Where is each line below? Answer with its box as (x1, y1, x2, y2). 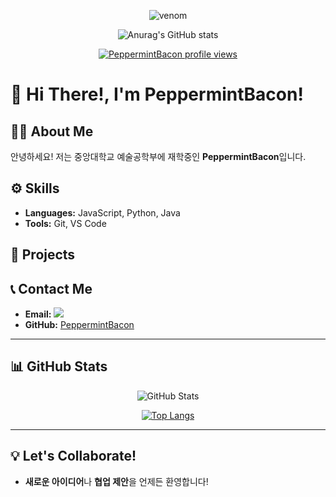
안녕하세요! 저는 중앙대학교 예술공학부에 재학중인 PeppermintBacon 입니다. (10, 151, 307, 162)
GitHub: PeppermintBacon (24, 319, 135, 331)
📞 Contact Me (10, 280, 93, 297)
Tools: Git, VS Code (24, 217, 107, 229)
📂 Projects (10, 246, 76, 264)
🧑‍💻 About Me (10, 123, 94, 140)
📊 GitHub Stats (10, 358, 108, 375)
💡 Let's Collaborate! (10, 448, 137, 465)
